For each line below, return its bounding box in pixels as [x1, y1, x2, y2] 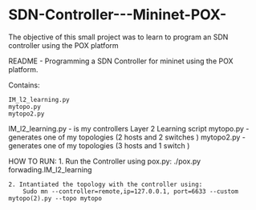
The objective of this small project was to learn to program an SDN [8, 32, 229, 42]
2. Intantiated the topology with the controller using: [8, 180, 203, 188]
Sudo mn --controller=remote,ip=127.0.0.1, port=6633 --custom [22, 187, 239, 196]
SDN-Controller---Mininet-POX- [8, 6, 227, 24]
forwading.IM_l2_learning [8, 164, 92, 174]
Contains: [8, 80, 40, 90]
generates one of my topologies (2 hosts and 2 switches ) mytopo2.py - [8, 132, 246, 142]
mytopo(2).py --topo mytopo [8, 194, 103, 202]
